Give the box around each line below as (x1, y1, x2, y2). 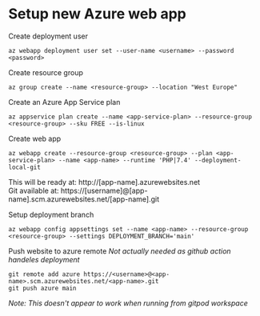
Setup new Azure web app (8, 5, 186, 23)
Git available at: (8, 186, 59, 195)
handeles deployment (8, 254, 80, 264)
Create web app (8, 134, 62, 143)
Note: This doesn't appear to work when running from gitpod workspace (8, 298, 248, 308)
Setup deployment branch (8, 210, 94, 219)
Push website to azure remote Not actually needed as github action (8, 246, 231, 256)
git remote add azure (8, 270, 81, 278)
